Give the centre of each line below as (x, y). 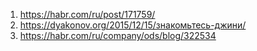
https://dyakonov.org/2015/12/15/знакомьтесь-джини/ (133, 25)
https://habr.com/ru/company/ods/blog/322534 (118, 35)
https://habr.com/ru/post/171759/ (87, 14)
